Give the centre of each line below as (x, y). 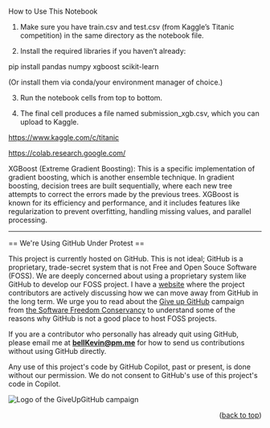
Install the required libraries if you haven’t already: (103, 51)
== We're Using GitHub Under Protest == (76, 243)
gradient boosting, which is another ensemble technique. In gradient (121, 177)
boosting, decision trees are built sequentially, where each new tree (121, 186)
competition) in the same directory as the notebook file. (112, 35)
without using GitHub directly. (57, 352)
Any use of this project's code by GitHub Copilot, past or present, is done (130, 367)
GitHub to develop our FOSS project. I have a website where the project (127, 285)
